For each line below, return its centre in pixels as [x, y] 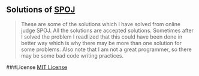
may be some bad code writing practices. [72, 55]
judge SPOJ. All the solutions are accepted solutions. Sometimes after [107, 30]
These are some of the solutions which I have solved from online [101, 24]
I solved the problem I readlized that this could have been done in [102, 37]
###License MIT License [37, 67]
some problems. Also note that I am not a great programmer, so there [106, 49]
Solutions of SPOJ [41, 10]
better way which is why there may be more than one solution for [101, 43]
